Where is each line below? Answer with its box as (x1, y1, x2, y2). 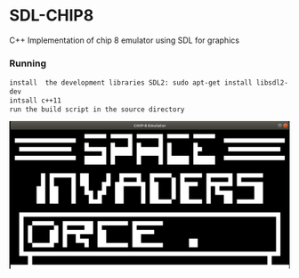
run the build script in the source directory (9, 105, 185, 114)
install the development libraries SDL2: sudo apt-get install (9, 78, 253, 87)
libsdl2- (255, 78, 289, 87)
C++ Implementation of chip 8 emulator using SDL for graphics (9, 35, 240, 45)
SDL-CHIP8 (9, 5, 94, 26)
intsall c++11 (9, 96, 62, 105)
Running (9, 57, 47, 69)
